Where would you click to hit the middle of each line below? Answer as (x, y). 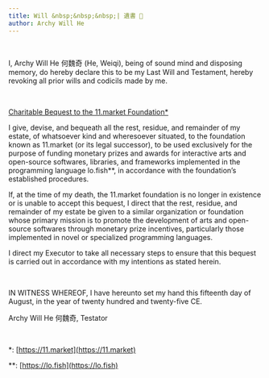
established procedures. (49, 179)
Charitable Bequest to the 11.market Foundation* (89, 112)
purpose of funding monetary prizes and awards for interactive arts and (128, 153)
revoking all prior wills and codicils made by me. (88, 81)
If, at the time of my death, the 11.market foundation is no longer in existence (135, 194)
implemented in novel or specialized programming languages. (111, 237)
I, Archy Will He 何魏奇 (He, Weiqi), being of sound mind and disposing (126, 63)
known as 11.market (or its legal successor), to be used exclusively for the (130, 144)
